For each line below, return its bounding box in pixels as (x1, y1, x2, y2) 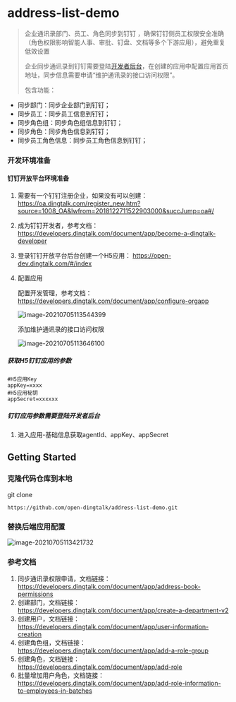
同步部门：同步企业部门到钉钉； (17, 100, 111, 109)
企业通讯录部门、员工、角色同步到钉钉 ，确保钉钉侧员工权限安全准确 (24, 29, 224, 37)
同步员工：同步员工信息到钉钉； (17, 109, 111, 118)
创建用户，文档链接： (17, 614, 80, 623)
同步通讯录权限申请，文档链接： (17, 574, 111, 583)
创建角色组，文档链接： (17, 638, 86, 647)
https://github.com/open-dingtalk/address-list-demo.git (7, 504, 178, 511)
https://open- (132, 251, 171, 260)
